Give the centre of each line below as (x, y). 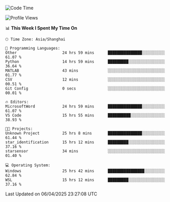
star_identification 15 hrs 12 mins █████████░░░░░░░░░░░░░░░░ (85, 142)
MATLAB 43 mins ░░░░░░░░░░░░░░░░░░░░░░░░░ (85, 71)
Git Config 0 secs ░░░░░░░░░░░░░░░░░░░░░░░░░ (85, 88)
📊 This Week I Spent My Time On (41, 28)
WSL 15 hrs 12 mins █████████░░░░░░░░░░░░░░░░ (85, 180)
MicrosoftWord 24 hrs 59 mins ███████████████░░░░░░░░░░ (85, 106)
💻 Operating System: (28, 165)
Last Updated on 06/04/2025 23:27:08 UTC (51, 194)
